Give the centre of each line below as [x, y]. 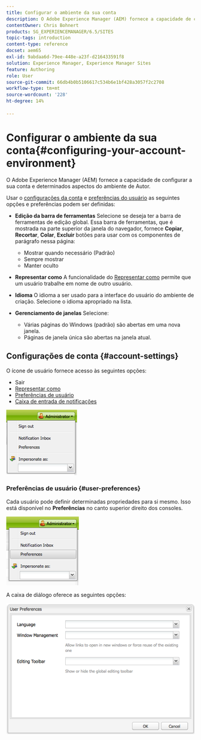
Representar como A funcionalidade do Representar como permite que [103, 277]
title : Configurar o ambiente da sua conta [61, 13]
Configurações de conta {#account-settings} [92, 356]
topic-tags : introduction [38, 38]
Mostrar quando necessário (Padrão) [69, 253]
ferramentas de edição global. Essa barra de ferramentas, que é [94, 222]
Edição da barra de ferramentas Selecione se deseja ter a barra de [98, 216]
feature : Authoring [31, 69]
